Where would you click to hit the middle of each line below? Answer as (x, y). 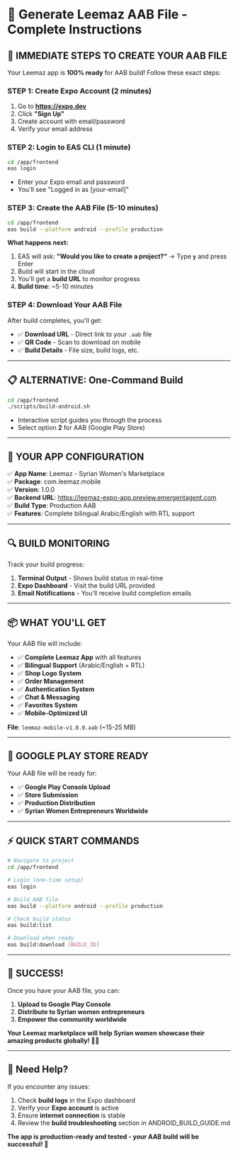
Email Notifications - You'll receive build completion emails (104, 593)
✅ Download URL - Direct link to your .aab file (85, 334)
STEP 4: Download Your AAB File (65, 305)
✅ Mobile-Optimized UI (52, 713)
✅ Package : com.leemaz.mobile (54, 482)
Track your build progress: (46, 564)
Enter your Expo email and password (71, 182)
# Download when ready (41, 938)
